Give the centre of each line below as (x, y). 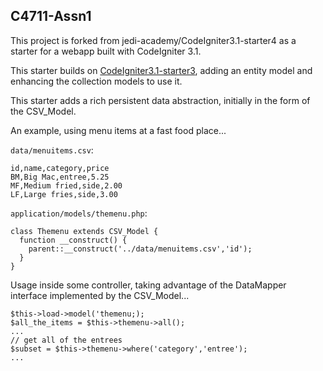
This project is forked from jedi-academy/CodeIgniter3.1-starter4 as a (153, 40)
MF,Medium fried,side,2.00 (66, 185)
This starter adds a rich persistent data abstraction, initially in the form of (160, 100)
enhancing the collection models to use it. (96, 81)
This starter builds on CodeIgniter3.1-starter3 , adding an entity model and (161, 70)
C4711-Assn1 (51, 16)
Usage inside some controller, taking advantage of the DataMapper (148, 285)
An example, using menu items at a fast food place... (118, 130)
